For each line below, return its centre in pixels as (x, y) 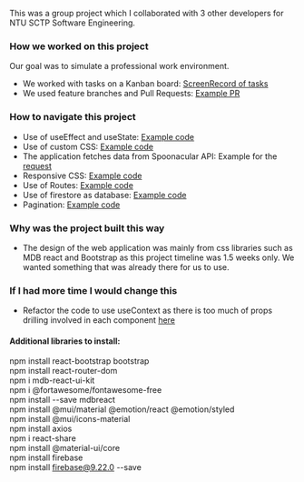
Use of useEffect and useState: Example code (108, 136)
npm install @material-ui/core (65, 448)
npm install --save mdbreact (63, 400)
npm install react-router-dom (64, 371)
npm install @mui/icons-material (70, 419)
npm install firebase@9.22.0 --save (76, 467)
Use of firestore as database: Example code (104, 195)
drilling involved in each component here (98, 320)
